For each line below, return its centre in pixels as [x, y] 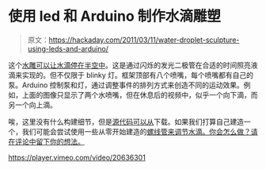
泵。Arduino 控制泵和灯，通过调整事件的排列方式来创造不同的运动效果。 [126, 85]
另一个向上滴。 [32, 105]
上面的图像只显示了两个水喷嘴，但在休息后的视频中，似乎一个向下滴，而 [140, 95]
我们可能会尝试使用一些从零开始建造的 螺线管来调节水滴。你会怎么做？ [136, 131]
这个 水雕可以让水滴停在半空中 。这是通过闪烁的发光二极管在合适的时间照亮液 [133, 65]
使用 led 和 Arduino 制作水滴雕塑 [115, 16]
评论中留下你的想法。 [49, 141]
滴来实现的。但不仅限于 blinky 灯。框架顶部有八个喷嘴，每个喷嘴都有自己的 [131, 75]
